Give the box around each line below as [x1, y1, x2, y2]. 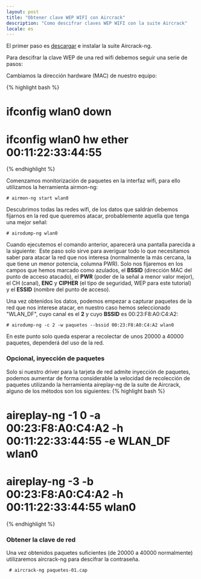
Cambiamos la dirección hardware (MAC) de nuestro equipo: [6, 72, 158, 79]
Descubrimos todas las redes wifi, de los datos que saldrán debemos [6, 206, 178, 213]
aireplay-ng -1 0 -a [6, 409, 101, 422]
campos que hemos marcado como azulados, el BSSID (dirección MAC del [6, 267, 192, 274]
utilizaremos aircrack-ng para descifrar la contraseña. [6, 555, 140, 563]
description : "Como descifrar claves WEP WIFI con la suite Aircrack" [6, 20, 188, 26]
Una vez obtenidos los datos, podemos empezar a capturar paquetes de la [6, 297, 192, 305]
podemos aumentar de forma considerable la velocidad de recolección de [6, 374, 190, 381]
